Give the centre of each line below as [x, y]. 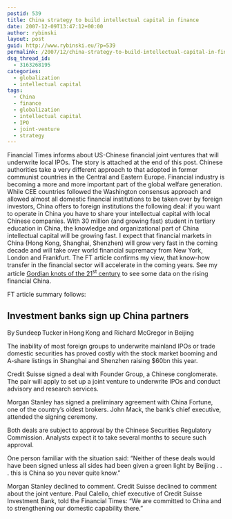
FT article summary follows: [47, 294]
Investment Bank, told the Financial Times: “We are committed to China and [115, 500]
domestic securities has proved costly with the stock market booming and [112, 353]
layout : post [26, 39]
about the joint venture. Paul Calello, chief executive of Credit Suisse [105, 493]
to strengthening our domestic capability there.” [75, 508]
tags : [15, 90]
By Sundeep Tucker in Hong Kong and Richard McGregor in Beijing [101, 333]
